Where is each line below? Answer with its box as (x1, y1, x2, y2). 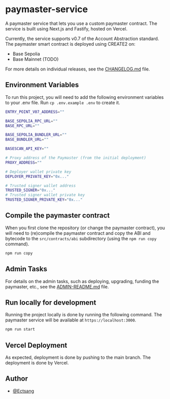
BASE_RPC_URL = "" (5, 123, 40, 128)
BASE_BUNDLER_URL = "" (5, 137, 49, 142)
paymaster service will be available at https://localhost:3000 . (5, 317, 137, 323)
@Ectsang (12, 388, 35, 394)
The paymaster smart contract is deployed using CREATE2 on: (5, 41, 135, 47)
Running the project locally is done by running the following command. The (5, 312, 162, 318)
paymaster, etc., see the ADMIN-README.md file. (5, 283, 109, 289)
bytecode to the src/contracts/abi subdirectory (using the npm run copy (5, 235, 157, 241)
